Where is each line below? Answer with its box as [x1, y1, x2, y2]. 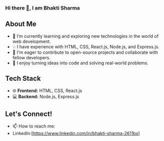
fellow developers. [12, 54, 51, 60]
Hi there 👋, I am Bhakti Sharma [5, 4, 80, 11]
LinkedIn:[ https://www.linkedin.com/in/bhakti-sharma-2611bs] [12, 131, 140, 137]
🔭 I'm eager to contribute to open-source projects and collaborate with [12, 49, 158, 55]
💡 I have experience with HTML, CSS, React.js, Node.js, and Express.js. [12, 43, 160, 49]
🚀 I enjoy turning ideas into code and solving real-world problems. [12, 60, 148, 66]
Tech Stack [5, 74, 41, 83]
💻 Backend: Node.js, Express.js [12, 93, 79, 99]
